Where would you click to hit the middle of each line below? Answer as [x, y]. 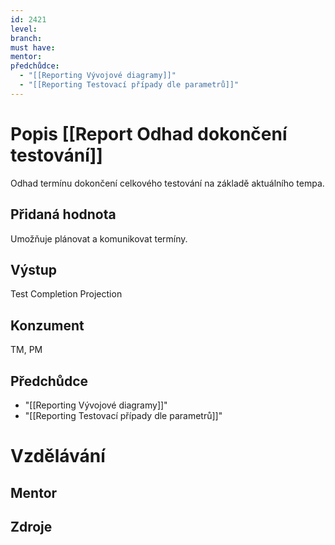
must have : [33, 47]
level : [24, 29]
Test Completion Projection [66, 294]
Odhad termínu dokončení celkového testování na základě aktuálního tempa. [167, 183]
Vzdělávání [58, 456]
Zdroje [31, 526]
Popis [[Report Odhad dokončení [149, 133]
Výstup [34, 269]
